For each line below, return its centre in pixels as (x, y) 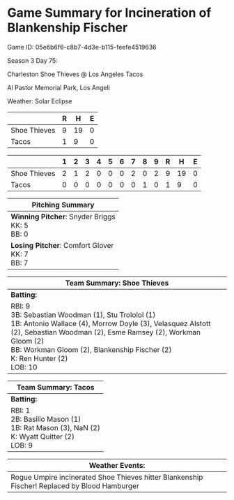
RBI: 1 (21, 410)
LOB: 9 (22, 445)
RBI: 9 (21, 306)
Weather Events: (117, 465)
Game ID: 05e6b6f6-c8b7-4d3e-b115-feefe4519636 (82, 47)
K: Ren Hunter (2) (39, 358)
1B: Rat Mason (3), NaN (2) (56, 427)
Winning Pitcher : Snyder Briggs (63, 216)
